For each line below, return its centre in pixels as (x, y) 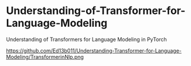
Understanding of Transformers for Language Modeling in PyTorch (86, 39)
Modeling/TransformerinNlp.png (45, 57)
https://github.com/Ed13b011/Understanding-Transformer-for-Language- (94, 50)
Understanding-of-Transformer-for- (96, 11)
